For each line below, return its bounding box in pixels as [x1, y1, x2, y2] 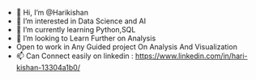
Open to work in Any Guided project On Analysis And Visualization [15, 42, 237, 52]
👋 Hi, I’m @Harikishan [15, 8, 89, 17]
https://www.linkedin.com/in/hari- [134, 51, 249, 61]
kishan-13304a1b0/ [15, 63, 81, 72]
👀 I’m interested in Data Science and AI [15, 16, 147, 26]
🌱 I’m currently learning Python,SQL [15, 25, 136, 34]
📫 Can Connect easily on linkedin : [15, 51, 134, 61]
